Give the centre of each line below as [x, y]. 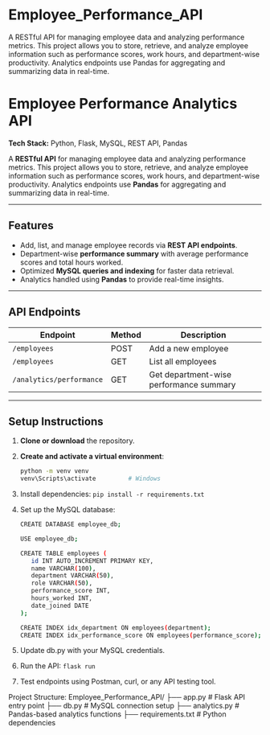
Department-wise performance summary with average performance [134, 253]
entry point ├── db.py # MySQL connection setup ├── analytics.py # [124, 706]
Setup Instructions [56, 421]
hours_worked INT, [61, 598]
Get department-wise [190, 374]
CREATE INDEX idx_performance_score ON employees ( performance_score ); [141, 635]
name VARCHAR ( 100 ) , [63, 569]
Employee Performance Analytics [123, 104]
